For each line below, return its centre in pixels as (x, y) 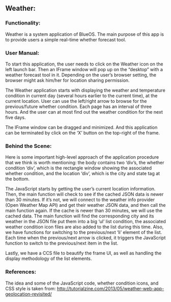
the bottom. (17, 179)
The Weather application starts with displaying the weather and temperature (86, 90)
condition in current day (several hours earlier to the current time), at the (81, 95)
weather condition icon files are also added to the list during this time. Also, (84, 227)
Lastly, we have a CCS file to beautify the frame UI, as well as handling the (83, 253)
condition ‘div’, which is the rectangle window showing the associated (79, 168)
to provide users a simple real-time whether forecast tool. (66, 39)
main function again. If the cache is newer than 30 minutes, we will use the (84, 211)
